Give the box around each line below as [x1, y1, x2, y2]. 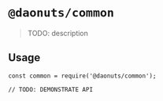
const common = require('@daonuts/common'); [8, 72, 157, 80]
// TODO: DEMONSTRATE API [8, 85, 93, 93]
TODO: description [27, 28, 89, 38]
